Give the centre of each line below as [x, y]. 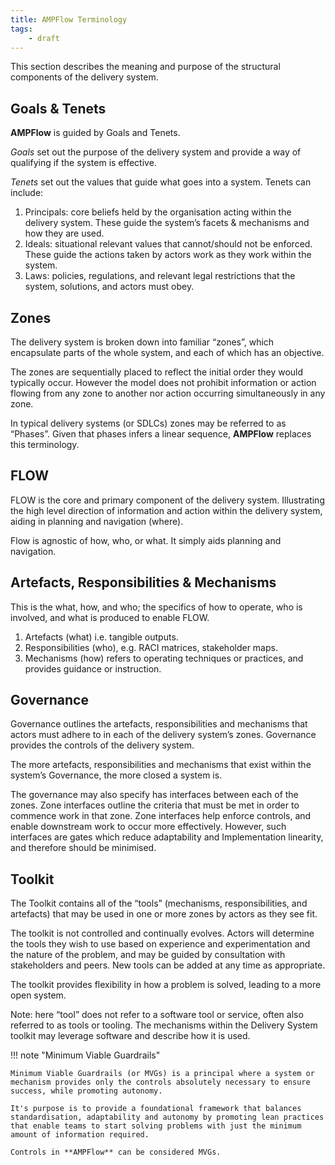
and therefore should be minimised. [83, 848]
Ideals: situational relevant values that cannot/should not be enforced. [168, 244]
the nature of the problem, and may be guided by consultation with [148, 955]
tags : [21, 29]
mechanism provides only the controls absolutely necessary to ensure [160, 1082]
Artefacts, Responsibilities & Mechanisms [143, 582]
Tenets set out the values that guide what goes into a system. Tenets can [161, 182]
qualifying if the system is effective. [83, 163]
